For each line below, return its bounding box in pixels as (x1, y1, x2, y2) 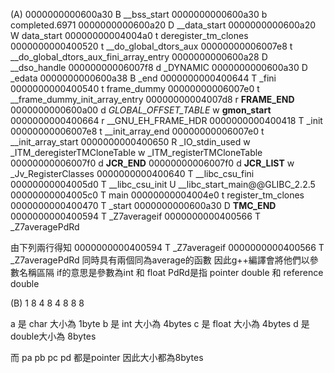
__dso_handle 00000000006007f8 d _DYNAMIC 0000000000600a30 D (10, 62, 308, 73)
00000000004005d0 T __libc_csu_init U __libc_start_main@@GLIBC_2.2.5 (10, 179, 316, 190)
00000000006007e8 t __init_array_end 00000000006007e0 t (10, 125, 265, 137)
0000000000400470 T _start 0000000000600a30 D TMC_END (10, 200, 277, 211)
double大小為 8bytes (10, 330, 97, 342)
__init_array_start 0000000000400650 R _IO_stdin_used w (10, 136, 251, 148)
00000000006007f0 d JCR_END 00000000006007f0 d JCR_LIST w (10, 157, 295, 169)
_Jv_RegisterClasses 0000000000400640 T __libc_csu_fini (10, 168, 255, 179)
